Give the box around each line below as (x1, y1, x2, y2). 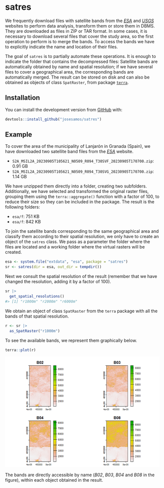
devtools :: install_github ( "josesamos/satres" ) (5, 117, 102, 122)
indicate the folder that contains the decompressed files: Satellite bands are (5, 58, 158, 64)
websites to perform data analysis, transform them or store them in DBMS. (5, 23, 155, 28)
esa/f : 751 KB (12, 214, 40, 219)
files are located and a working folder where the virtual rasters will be (5, 244, 145, 250)
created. (5, 249, 22, 255)
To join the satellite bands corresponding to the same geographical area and (5, 228, 159, 234)
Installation (5, 94, 40, 102)
